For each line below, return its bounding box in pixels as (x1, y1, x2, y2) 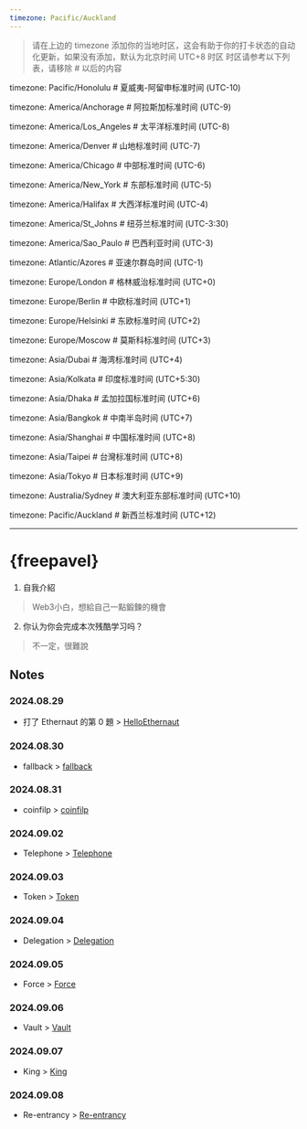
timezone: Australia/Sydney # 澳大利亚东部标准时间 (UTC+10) (9, 490, 241, 501)
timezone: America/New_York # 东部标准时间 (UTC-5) (9, 179, 212, 190)
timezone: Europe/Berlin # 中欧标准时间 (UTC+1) (9, 295, 192, 306)
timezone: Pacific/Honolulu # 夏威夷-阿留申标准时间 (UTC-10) (9, 81, 241, 92)
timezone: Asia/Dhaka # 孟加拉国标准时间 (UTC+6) (9, 392, 201, 403)
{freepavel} (9, 550, 100, 571)
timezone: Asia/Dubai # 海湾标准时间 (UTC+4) (9, 354, 183, 365)
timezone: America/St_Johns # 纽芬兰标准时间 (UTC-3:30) (9, 218, 229, 229)
